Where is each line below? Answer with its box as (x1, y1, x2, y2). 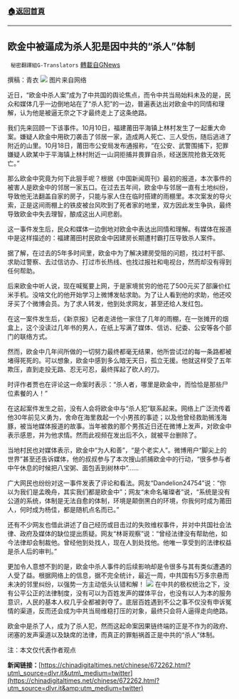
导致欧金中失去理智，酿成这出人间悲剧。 (7, 210, 126, 218)
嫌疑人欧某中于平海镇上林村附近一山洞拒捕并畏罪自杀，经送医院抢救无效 (7, 151, 219, 159)
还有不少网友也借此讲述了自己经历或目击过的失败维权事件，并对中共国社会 (7, 521, 225, 529)
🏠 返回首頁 (7, 6, 46, 16)
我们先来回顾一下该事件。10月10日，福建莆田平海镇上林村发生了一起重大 (7, 124, 221, 132)
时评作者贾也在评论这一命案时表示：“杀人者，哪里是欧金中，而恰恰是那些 (7, 380, 223, 389)
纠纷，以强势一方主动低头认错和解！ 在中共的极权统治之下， (38, 580, 224, 589)
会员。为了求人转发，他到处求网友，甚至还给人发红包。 (44, 300, 207, 308)
